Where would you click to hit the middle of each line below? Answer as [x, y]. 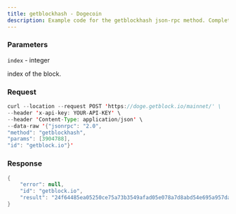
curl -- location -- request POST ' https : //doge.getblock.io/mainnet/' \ [114, 107]
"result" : [34, 198]
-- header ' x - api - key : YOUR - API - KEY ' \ [64, 113]
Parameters [27, 45]
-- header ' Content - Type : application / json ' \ [75, 119]
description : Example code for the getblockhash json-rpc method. [106, 20]
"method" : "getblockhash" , [47, 133]
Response [25, 163]
